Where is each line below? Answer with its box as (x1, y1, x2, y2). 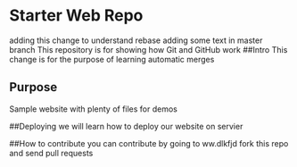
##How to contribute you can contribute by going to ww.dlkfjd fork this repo (9, 138, 289, 148)
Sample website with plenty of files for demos (9, 104, 178, 114)
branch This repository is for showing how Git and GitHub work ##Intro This (9, 44, 288, 54)
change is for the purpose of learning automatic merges (9, 54, 215, 64)
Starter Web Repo (9, 5, 144, 26)
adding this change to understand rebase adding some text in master (9, 35, 263, 46)
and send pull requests (9, 147, 94, 158)
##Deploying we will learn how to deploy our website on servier (9, 121, 243, 131)
